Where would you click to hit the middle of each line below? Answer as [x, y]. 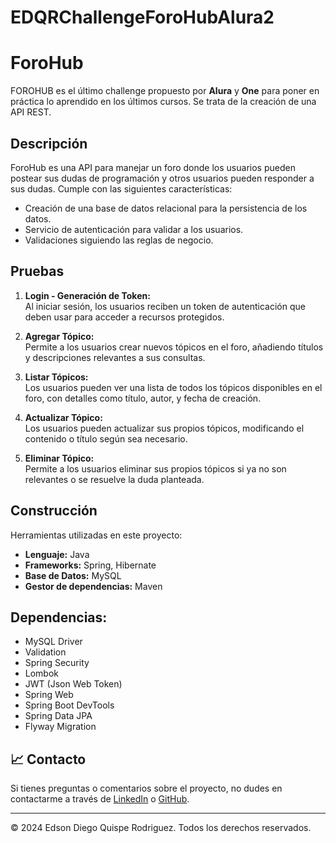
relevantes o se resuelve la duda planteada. [114, 479]
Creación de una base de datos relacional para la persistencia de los [166, 208]
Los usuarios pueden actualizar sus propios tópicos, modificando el [164, 428]
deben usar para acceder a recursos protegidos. [124, 317]
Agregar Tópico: [59, 336]
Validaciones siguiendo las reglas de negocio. [119, 240]
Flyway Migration [60, 727]
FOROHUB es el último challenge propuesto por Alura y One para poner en [165, 91]
